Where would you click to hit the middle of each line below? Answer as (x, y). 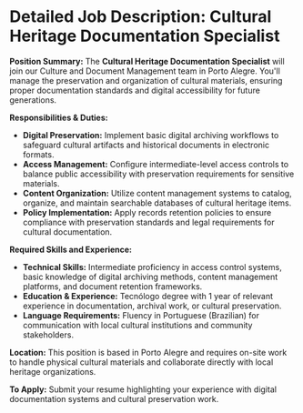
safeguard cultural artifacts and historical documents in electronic (146, 145)
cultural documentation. (67, 232)
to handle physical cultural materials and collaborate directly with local (141, 362)
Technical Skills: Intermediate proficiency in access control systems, (152, 267)
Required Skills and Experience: (71, 249)
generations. (33, 100)
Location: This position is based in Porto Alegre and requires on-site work (148, 352)
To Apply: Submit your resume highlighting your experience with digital (143, 389)
